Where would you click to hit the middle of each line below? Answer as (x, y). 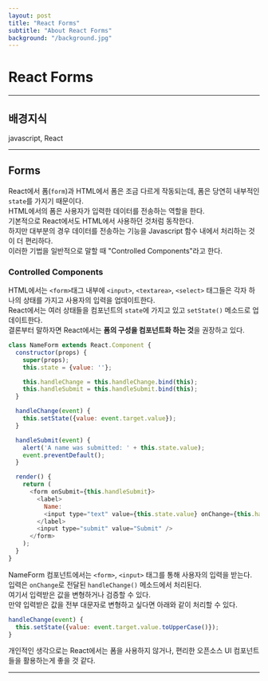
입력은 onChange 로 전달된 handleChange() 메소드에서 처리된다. (105, 585)
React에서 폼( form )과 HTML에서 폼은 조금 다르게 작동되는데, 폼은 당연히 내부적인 (134, 191)
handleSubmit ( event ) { (53, 440)
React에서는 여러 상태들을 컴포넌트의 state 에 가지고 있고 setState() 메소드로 (130, 310)
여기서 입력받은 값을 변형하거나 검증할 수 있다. (80, 594)
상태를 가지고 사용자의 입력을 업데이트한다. (89, 301)
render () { (33, 477)
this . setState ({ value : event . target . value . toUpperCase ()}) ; (117, 627)
